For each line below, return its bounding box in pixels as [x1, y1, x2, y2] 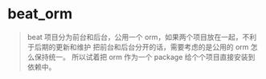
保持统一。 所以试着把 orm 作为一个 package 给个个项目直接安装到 [34, 52, 256, 61]
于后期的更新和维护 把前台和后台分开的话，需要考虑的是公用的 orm [27, 41, 249, 52]
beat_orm [7, 5, 73, 23]
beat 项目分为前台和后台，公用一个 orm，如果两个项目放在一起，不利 [27, 32, 257, 41]
